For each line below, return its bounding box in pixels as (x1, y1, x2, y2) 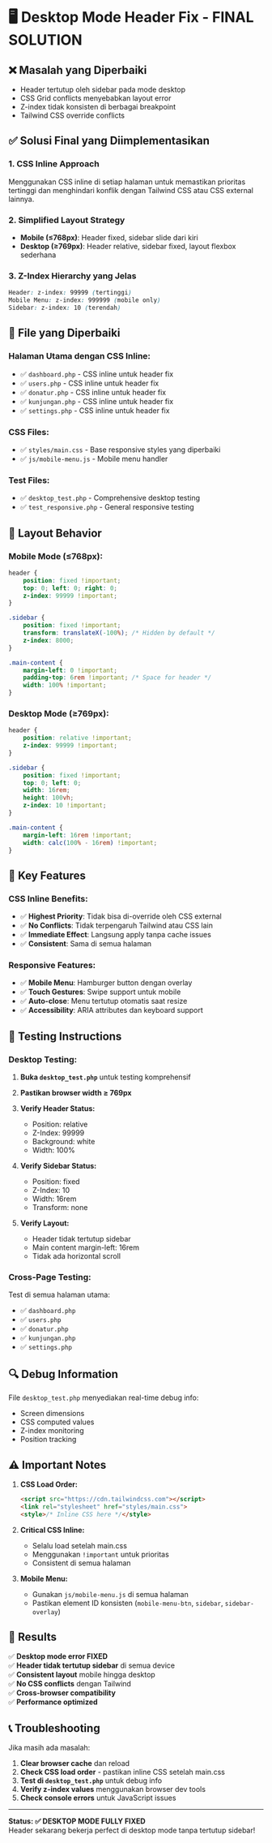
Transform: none (32, 1203, 88, 1212)
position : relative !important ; (23, 734, 132, 743)
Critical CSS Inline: (19, 1525, 85, 1535)
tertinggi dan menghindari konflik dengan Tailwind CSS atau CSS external (8, 185, 253, 195)
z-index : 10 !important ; (23, 802, 107, 810)
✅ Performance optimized (8, 1697, 99, 1707)
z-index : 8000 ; (23, 636, 74, 644)
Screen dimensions (19, 1409, 85, 1419)
